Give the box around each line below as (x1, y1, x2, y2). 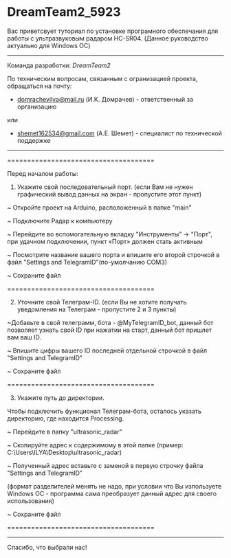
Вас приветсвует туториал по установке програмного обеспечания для (7, 27, 219, 35)
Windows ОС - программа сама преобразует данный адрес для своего (7, 489, 217, 498)
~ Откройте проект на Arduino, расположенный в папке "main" (7, 203, 192, 212)
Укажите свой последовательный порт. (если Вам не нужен (16, 183, 194, 191)
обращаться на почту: (7, 82, 72, 90)
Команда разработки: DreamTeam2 (7, 61, 111, 69)
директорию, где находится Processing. (7, 414, 124, 423)
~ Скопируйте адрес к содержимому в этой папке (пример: (7, 440, 184, 449)
